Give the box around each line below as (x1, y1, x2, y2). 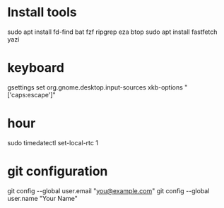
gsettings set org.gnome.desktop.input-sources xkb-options (7, 82, 184, 92)
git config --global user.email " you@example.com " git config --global (7, 186, 210, 195)
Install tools (7, 4, 78, 20)
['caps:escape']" (7, 90, 56, 99)
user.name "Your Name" (7, 194, 78, 202)
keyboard (7, 60, 65, 76)
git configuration (7, 164, 108, 179)
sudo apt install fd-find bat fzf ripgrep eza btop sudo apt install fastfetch (7, 27, 218, 36)
